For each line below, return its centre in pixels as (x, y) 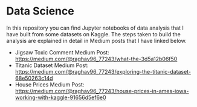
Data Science (40, 11)
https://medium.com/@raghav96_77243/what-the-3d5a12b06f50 (96, 59)
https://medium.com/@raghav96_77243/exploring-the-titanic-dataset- (103, 71)
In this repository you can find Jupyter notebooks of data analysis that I (95, 28)
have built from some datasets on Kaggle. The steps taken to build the (94, 34)
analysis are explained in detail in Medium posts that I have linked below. (96, 41)
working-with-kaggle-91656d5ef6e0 (61, 97)
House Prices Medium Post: (50, 84)
